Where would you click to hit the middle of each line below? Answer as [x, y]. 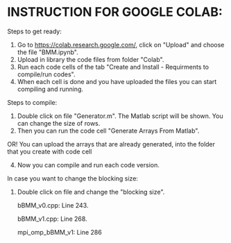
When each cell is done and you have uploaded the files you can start [117, 81]
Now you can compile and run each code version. [88, 165]
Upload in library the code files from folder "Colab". [91, 59]
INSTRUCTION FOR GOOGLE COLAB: [115, 12]
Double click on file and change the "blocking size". [91, 192]
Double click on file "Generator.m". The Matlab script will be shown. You [120, 116]
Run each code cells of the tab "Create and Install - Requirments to [113, 67]
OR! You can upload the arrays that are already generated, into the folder [111, 144]
